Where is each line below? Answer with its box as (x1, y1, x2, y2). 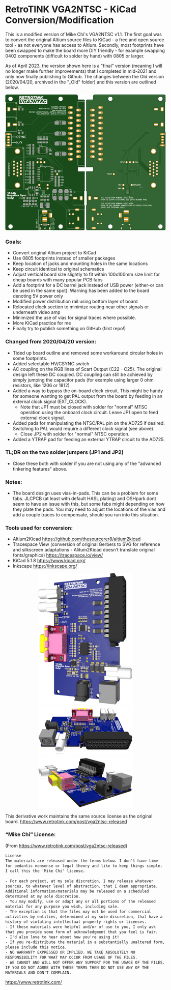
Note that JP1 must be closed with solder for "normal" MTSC (20, 403, 148, 410)
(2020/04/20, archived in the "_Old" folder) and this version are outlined (5, 79, 156, 85)
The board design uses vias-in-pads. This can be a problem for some (12, 490, 159, 497)
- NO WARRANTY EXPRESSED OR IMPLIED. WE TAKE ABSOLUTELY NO (5, 950, 136, 955)
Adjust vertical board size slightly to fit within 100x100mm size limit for (12, 271, 160, 278)
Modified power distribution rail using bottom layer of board (12, 299, 138, 305)
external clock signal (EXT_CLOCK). (12, 398, 88, 404)
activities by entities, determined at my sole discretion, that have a (5, 914, 163, 919)
